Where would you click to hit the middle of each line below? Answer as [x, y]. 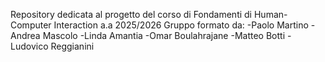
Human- [270, 14]
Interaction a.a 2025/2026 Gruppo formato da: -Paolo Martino [181, 25]
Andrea [25, 35]
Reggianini [72, 46]
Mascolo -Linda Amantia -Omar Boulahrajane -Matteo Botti [164, 35]
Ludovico [29, 46]
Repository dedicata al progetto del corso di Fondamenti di [131, 14]
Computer [31, 25]
